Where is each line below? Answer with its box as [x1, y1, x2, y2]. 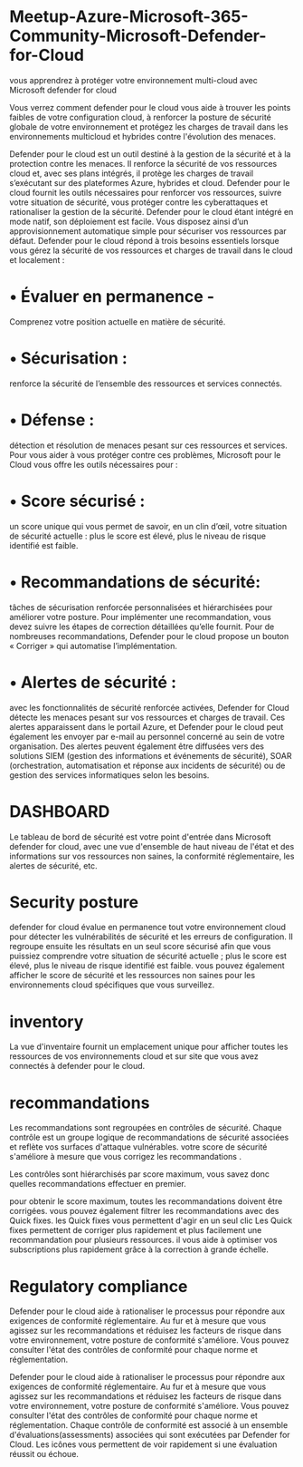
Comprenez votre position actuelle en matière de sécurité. [9, 316, 226, 327]
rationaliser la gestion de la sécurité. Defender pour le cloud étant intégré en [9, 206, 294, 217]
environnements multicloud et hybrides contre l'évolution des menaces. [9, 131, 276, 141]
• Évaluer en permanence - [9, 287, 215, 307]
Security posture [9, 891, 138, 912]
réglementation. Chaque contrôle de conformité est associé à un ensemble [9, 1420, 289, 1431]
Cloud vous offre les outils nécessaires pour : [9, 459, 178, 470]
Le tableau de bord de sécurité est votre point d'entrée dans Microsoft [9, 831, 271, 842]
